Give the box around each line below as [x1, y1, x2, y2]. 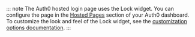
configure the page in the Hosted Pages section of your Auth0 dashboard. [6, 11, 190, 18]
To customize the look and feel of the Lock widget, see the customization [6, 18, 188, 24]
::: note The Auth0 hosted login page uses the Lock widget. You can [6, 5, 174, 12]
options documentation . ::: [6, 24, 71, 31]
